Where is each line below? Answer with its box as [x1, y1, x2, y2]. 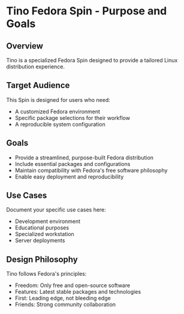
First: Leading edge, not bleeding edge [14, 295, 111, 302]
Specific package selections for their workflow [14, 114, 131, 121]
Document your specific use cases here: [6, 206, 106, 213]
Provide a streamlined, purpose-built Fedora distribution [14, 154, 154, 161]
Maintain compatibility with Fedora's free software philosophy [14, 167, 168, 174]
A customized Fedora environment [14, 108, 101, 115]
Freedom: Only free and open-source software [14, 282, 131, 289]
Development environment [14, 218, 81, 225]
